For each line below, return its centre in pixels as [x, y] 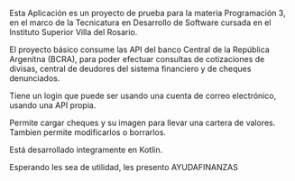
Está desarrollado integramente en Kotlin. [86, 149]
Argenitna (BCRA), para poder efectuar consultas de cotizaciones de [137, 59]
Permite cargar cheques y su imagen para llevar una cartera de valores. [143, 122]
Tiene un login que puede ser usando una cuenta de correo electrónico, [143, 95]
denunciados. [35, 78]
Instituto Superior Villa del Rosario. [74, 32]
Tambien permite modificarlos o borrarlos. [88, 132]
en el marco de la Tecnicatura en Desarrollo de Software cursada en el [140, 23]
